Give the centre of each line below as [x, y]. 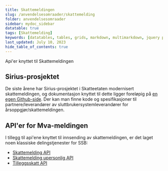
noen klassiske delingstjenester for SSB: [47, 143]
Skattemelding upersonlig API [43, 158]
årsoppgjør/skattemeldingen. [35, 110]
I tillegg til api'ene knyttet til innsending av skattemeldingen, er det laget [79, 138]
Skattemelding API [31, 153]
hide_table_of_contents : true [37, 47]
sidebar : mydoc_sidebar [30, 24]
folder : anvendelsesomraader [35, 19]
